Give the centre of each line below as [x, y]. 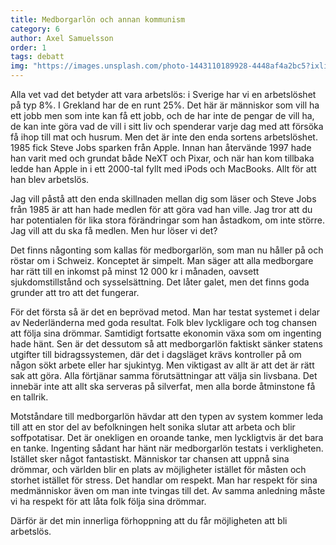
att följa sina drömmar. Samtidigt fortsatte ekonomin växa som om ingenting [166, 333]
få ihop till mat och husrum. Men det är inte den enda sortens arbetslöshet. [164, 137]
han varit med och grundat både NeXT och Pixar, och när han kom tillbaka [162, 158]
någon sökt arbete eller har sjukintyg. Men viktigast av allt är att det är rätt [162, 365]
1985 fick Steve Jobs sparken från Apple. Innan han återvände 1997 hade [161, 147]
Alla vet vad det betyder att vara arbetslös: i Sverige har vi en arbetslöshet [163, 94]
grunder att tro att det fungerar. [75, 292]
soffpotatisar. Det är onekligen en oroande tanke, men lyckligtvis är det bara [167, 437]
